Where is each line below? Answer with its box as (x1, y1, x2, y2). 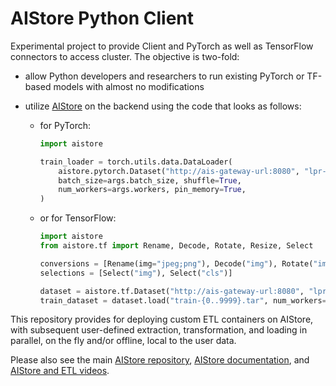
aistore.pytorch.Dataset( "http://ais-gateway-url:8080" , (58, 166, 300, 176)
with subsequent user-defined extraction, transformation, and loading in (10, 324, 308, 336)
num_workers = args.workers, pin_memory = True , (58, 185, 247, 195)
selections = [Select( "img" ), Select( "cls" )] (39, 268, 233, 278)
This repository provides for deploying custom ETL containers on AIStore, (10, 313, 314, 326)
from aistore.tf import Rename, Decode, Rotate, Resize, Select (39, 241, 314, 251)
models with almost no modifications (53, 80, 205, 92)
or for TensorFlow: (39, 212, 117, 224)
